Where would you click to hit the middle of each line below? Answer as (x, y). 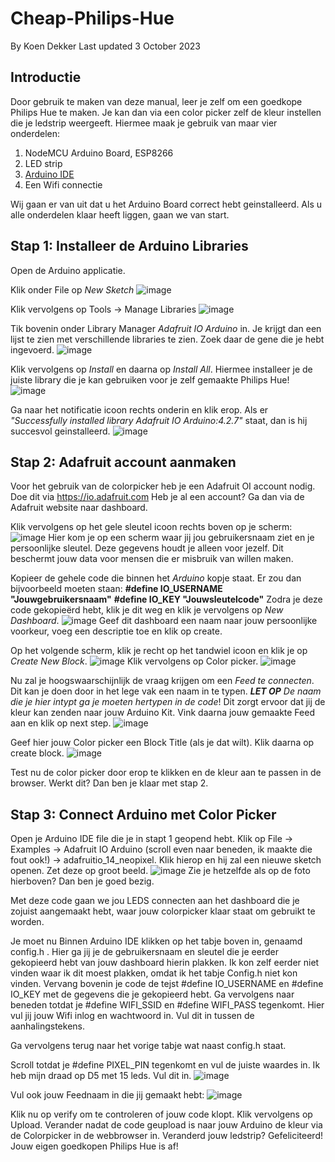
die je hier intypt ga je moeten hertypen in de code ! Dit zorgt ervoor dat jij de (168, 702)
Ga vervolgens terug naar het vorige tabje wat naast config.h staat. (148, 1046)
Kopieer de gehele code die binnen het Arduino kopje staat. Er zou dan (156, 578)
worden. (27, 922)
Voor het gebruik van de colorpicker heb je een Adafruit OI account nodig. (163, 486)
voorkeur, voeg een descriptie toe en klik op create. (116, 631)
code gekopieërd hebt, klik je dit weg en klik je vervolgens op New (147, 610)
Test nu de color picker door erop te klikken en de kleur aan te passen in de (166, 773)
